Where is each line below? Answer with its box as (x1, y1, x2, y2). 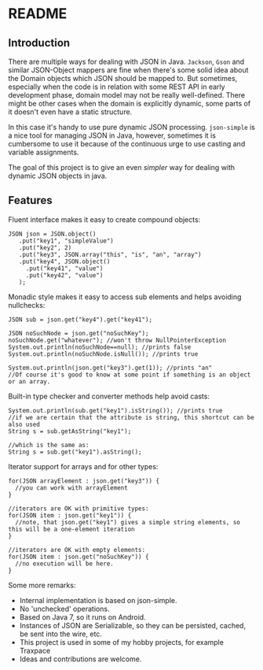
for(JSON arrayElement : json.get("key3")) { (8, 477, 159, 485)
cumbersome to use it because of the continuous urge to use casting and (8, 139, 246, 148)
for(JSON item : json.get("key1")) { (8, 511, 132, 520)
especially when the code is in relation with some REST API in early (8, 82, 225, 91)
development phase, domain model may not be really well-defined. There (8, 91, 246, 99)
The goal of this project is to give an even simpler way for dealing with (8, 163, 236, 172)
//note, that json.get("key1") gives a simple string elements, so (15, 518, 241, 526)
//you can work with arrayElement (15, 483, 128, 492)
